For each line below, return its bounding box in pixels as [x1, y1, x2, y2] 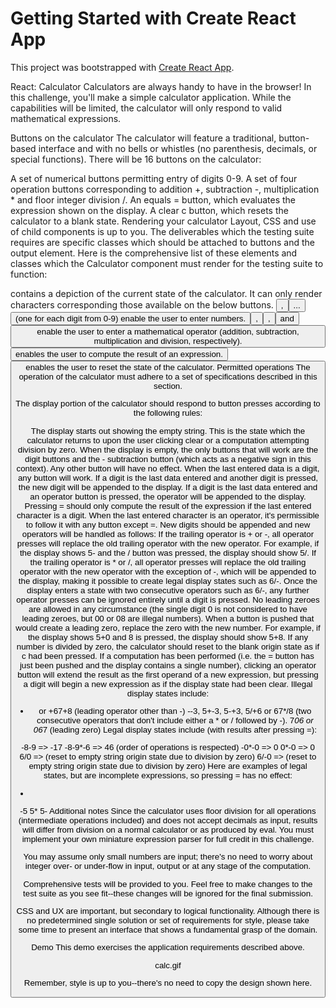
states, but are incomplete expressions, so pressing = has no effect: [43, 770, 293, 781]
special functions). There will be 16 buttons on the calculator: [10, 153, 262, 165]
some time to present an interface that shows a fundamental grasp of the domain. [18, 924, 318, 935]
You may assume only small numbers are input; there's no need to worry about [23, 852, 313, 862]
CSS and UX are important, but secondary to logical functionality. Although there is [16, 905, 320, 916]
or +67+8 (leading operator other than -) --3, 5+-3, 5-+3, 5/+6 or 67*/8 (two [38, 705, 312, 716]
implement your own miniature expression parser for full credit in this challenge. [21, 833, 315, 844]
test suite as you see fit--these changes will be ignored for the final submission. [23, 888, 313, 899]
